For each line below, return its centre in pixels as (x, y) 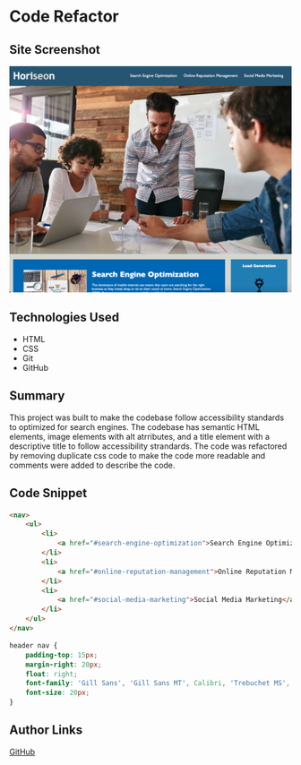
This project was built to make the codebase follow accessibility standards (147, 417)
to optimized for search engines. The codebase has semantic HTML (134, 426)
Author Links (46, 731)
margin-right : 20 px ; (64, 665)
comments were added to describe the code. (92, 465)
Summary (37, 396)
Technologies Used (64, 318)
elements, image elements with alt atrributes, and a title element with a (140, 436)
